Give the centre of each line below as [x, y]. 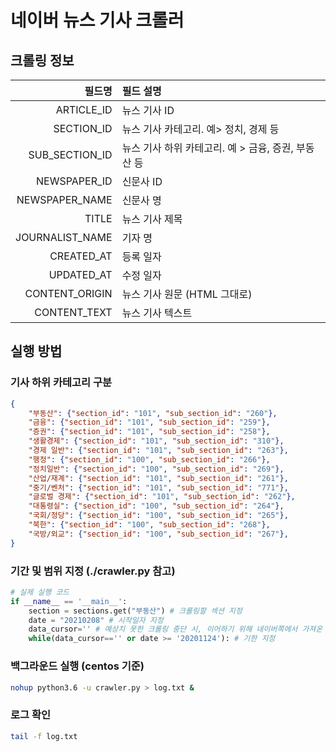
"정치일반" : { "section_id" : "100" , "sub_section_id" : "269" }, [156, 469]
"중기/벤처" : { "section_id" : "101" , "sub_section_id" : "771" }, [158, 487]
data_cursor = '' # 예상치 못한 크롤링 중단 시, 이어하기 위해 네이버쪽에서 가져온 [175, 629]
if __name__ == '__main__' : [69, 601]
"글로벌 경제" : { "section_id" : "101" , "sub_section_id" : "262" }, [162, 497]
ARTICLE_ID [84, 109]
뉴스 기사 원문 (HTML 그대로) [187, 294]
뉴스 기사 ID [148, 110]
